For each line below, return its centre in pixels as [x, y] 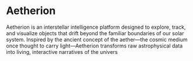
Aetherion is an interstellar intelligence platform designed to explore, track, [96, 27]
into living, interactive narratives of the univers [62, 52]
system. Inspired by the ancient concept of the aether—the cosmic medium [97, 39]
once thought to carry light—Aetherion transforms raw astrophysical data [94, 46]
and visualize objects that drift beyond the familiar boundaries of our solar [95, 33]
